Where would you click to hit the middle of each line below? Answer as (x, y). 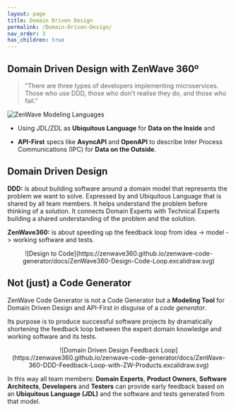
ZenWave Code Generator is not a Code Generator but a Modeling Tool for (116, 300)
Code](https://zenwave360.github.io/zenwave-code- (136, 253)
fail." (31, 100)
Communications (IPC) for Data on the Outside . (87, 149)
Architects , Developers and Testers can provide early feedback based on (116, 386)
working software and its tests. (52, 336)
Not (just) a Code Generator (70, 283)
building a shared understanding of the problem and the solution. (102, 218)
